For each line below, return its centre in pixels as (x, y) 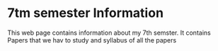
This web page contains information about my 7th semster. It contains (109, 33)
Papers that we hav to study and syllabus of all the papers (92, 40)
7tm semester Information (86, 13)
